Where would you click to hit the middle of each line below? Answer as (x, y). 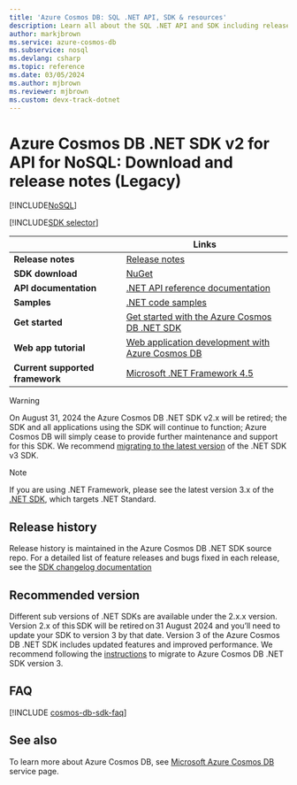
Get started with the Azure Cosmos (199, 317)
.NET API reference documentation (198, 289)
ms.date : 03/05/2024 (47, 75)
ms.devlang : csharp (45, 58)
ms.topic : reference (47, 67)
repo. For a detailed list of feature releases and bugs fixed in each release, (145, 558)
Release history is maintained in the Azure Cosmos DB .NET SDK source (141, 549)
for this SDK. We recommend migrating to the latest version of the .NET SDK (148, 446)
